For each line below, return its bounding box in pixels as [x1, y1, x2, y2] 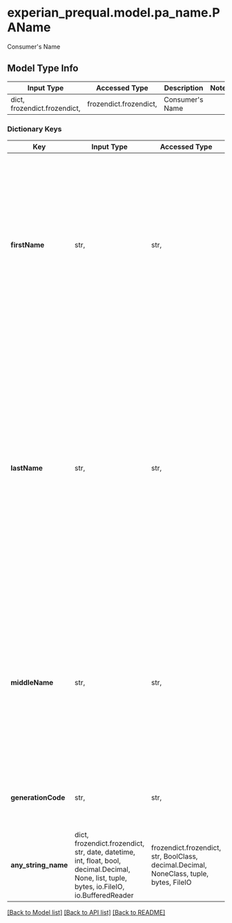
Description [164, 83, 204, 93]
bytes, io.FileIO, [75, 882, 125, 892]
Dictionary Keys [7, 124, 62, 134]
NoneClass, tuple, [151, 869, 209, 879]
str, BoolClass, [151, 852, 198, 861]
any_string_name [10, 860, 68, 870]
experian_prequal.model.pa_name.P [7, 5, 220, 21]
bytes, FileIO [151, 877, 192, 887]
